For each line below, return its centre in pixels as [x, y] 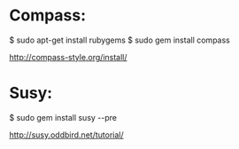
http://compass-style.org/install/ [68, 57]
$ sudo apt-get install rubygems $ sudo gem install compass [119, 40]
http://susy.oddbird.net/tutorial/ [66, 135]
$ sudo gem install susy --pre [63, 117]
